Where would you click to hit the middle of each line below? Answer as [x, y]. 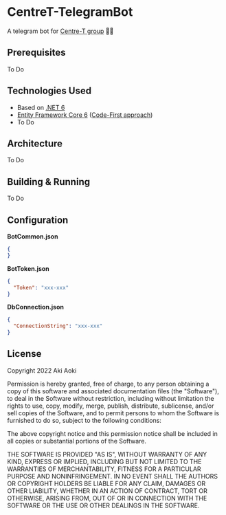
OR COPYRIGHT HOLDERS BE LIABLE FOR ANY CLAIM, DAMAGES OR [106, 483]
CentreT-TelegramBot [70, 12]
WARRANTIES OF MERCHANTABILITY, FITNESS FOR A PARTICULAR [104, 469]
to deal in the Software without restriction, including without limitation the [111, 398]
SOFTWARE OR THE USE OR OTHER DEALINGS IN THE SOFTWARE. [103, 505]
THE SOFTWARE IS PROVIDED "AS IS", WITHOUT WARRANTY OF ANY [107, 454]
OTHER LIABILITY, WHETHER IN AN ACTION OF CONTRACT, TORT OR [107, 491]
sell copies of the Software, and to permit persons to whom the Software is [113, 413]
